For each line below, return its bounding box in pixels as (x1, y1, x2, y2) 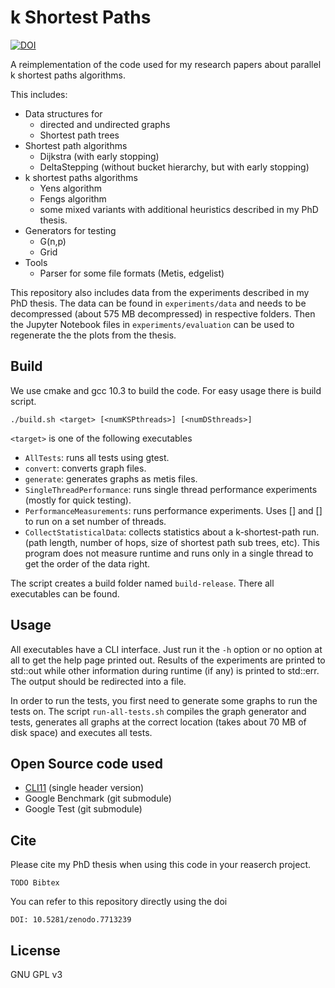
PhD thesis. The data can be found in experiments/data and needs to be (10, 297, 307, 309)
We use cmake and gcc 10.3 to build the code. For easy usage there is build (10, 384, 322, 396)
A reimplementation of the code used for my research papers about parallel (10, 58, 322, 70)
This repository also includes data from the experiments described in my (10, 286, 310, 298)
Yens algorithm (39, 182, 102, 194)
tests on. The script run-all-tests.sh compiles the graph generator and (10, 705, 307, 717)
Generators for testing (24, 224, 117, 236)
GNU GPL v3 (10, 969, 63, 980)
